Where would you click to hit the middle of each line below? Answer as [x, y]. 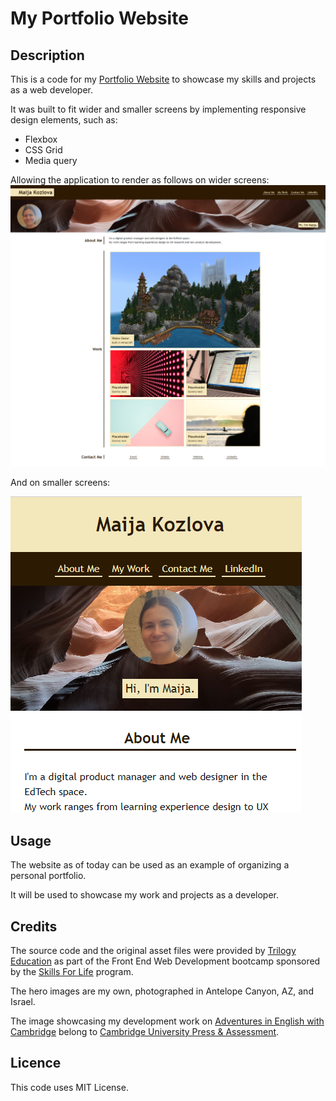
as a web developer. [52, 90]
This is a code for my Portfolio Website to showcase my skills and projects [163, 79]
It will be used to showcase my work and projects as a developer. [145, 895]
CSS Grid [43, 150]
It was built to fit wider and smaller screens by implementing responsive [158, 109]
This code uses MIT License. [69, 1087]
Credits [34, 926]
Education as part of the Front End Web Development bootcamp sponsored [165, 961]
